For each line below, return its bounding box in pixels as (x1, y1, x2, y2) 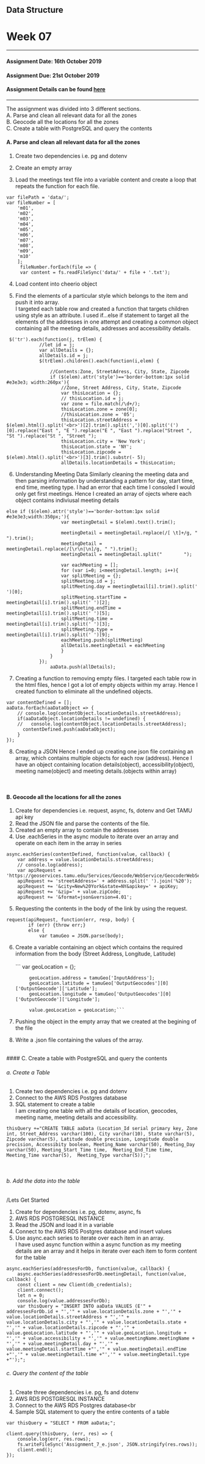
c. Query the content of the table (6, 1370, 88, 1377)
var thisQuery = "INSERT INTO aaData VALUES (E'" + (17, 1303, 151, 1309)
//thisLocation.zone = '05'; (60, 411, 135, 417)
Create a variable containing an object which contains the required (15, 944, 183, 951)
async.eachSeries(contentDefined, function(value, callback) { (6, 851, 171, 857)
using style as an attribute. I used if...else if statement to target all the (15, 311, 189, 319)
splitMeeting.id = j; (60, 578, 116, 584)
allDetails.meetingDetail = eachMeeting (60, 642, 165, 648)
